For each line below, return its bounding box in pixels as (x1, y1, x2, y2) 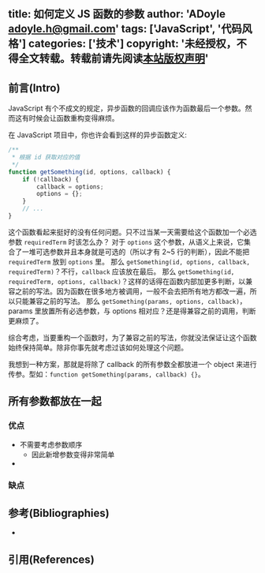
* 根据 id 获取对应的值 (11, 153, 80, 162)
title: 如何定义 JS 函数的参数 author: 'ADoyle (8, 7, 226, 21)
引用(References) (8, 552, 95, 566)
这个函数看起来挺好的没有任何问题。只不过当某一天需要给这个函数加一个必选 (8, 227, 257, 237)
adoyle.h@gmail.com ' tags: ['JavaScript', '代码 (8, 22, 242, 36)
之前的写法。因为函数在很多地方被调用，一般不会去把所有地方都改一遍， (14, 286, 250, 296)
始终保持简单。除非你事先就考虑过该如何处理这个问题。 (8, 343, 188, 352)
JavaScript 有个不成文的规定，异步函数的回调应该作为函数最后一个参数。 (8, 103, 246, 113)
